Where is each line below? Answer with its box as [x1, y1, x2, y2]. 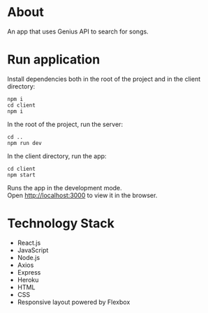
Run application [7, 52, 101, 68]
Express [17, 268, 41, 276]
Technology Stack [7, 215, 115, 231]
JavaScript [17, 245, 49, 254]
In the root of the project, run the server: [7, 120, 124, 128]
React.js [17, 238, 41, 247]
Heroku [17, 275, 39, 284]
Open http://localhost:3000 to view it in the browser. [7, 191, 158, 199]
